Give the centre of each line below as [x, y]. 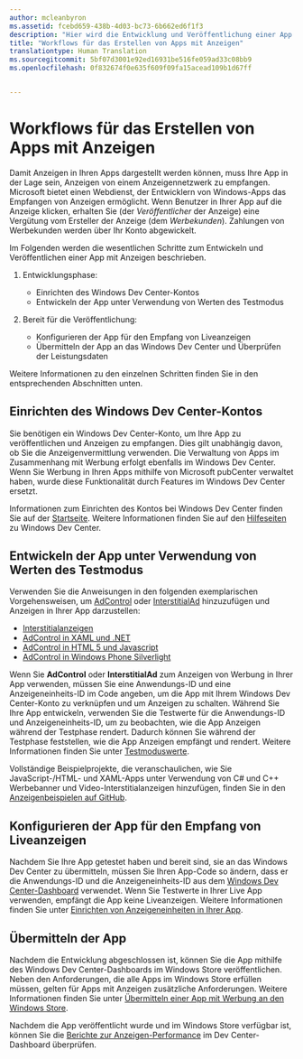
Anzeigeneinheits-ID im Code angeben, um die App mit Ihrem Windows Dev [150, 694]
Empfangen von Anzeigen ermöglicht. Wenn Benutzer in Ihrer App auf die [146, 201]
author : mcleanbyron [48, 18]
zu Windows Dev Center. [55, 527]
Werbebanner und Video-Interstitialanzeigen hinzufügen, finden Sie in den [147, 788]
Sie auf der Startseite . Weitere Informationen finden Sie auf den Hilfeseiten [148, 518]
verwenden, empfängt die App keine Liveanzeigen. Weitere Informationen [146, 900]
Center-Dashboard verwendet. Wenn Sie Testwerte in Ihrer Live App [136, 891]
